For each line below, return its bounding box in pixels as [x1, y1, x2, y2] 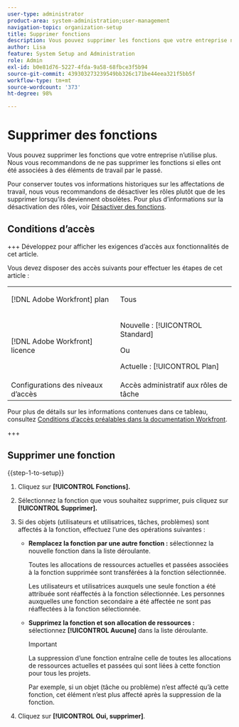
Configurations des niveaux [11, 380, 103, 390]
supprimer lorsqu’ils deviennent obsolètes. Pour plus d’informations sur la [7, 195, 224, 204]
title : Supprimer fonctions [7, 30, 91, 38]
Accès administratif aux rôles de [119, 380, 228, 390]
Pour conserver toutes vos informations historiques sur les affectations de [7, 180, 225, 189]
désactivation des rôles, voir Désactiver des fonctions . [7, 203, 167, 211]
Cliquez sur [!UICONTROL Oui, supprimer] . [17, 711, 146, 720]
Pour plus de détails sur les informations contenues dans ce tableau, [7, 407, 208, 416]
